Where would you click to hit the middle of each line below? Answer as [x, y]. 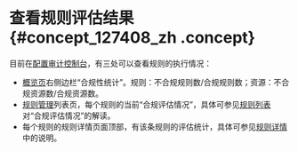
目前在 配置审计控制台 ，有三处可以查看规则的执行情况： [110, 63]
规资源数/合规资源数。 [63, 93]
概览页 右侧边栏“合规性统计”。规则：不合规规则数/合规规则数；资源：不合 [156, 82]
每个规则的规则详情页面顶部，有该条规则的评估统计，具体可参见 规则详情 [154, 126]
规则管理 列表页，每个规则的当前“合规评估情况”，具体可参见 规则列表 [146, 104]
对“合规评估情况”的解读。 [68, 115]
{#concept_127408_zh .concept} [133, 38]
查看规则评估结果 [72, 18]
